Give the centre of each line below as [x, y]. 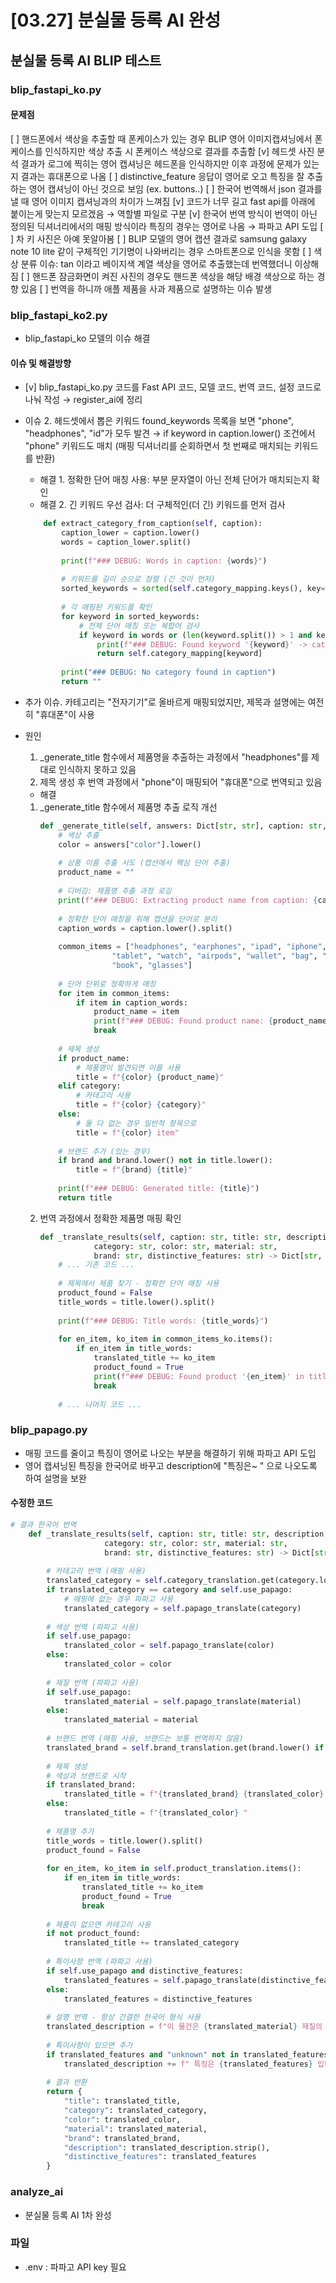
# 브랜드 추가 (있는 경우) [105, 1151]
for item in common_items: [114, 993]
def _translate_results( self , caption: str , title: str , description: [178, 1534]
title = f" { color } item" [127, 1132]
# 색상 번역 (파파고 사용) [93, 1627]
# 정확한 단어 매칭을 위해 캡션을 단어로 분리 [138, 919]
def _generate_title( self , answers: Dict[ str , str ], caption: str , [183, 826]
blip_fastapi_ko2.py [59, 315]
